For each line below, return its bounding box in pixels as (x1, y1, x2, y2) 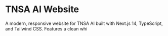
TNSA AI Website (5, 4, 79, 15)
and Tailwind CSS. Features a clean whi (5, 25, 88, 31)
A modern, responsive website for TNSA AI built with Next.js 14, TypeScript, (5, 20, 163, 26)
